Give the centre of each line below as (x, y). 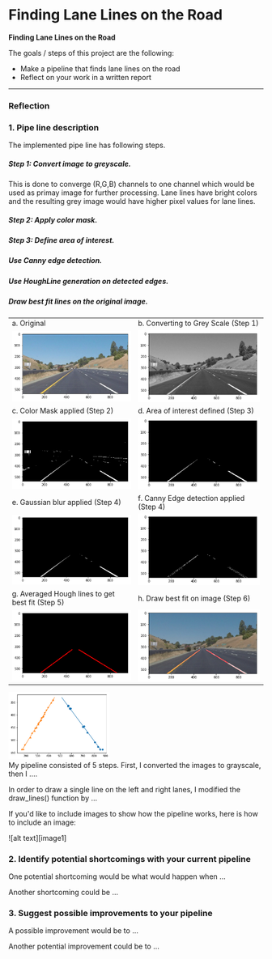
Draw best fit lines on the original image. (78, 302)
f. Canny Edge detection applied (191, 498)
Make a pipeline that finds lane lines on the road (100, 68)
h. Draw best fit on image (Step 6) (194, 598)
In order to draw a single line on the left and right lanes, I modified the (125, 789)
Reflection (29, 105)
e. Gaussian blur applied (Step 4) (66, 503)
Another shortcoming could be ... (64, 893)
